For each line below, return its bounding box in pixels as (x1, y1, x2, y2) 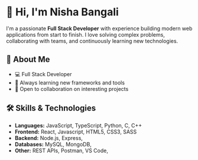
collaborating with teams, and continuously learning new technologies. (6, 37, 178, 44)
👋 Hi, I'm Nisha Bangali (6, 5, 119, 19)
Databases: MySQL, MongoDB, (14, 141, 92, 148)
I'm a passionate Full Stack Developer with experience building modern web (6, 25, 193, 32)
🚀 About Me (6, 54, 50, 64)
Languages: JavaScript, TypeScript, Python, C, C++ (14, 122, 142, 129)
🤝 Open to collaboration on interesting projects (14, 85, 129, 92)
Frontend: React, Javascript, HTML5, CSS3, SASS (14, 128, 137, 135)
